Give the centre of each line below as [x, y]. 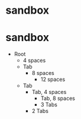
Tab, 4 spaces [49, 92]
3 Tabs [49, 105]
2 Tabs [40, 111]
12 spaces [53, 79]
